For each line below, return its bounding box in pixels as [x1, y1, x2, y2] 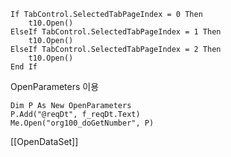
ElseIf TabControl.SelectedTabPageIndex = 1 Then [10, 27, 222, 37]
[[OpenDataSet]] [10, 136, 79, 147]
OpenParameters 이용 [10, 81, 100, 92]
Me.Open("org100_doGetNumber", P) [10, 118, 155, 128]
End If [10, 62, 38, 72]
